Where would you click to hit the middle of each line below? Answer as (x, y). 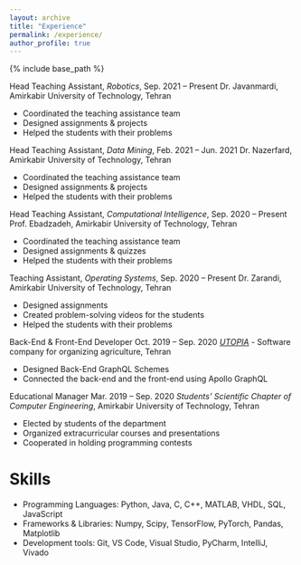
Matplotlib (41, 533)
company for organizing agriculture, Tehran (90, 352)
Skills (30, 479)
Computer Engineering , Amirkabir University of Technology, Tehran (135, 406)
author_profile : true (50, 43)
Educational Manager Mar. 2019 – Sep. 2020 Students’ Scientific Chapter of (150, 397)
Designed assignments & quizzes (84, 251)
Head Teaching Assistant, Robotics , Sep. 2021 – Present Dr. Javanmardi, (144, 86)
